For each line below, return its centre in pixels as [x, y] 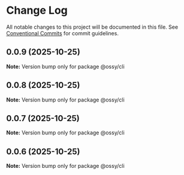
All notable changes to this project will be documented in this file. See [92, 27]
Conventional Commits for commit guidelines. [62, 33]
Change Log [37, 10]
